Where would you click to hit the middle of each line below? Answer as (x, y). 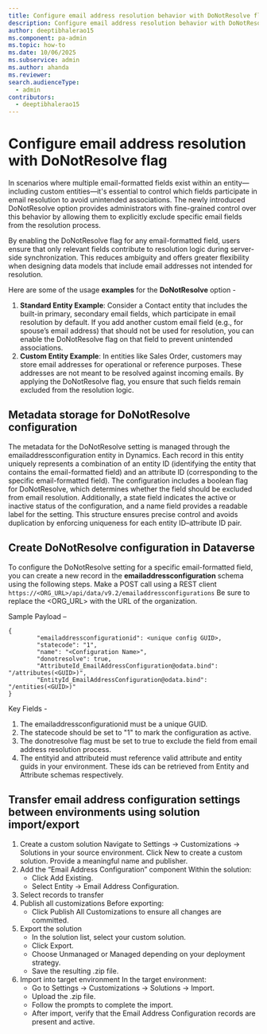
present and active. (63, 1021)
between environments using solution (104, 812)
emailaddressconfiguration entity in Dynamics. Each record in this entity (126, 455)
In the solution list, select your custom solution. (109, 937)
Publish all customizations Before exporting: (92, 903)
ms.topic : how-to (37, 45)
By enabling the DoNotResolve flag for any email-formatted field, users (124, 241)
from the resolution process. (54, 225)
